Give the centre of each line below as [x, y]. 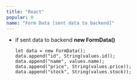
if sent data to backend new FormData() [65, 40]
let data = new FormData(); [50, 51]
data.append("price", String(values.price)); [73, 67]
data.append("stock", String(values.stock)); [73, 72]
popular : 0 [20, 17]
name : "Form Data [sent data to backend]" [60, 23]
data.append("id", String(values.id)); [65, 56]
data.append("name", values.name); [60, 61]
